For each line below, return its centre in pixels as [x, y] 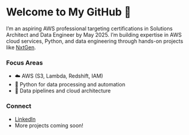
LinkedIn [25, 119]
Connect [19, 106]
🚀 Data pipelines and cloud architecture [63, 91]
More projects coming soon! [49, 125]
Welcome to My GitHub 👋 [69, 12]
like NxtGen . [21, 47]
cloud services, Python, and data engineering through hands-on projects [95, 41]
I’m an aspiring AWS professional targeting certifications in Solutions [89, 28]
